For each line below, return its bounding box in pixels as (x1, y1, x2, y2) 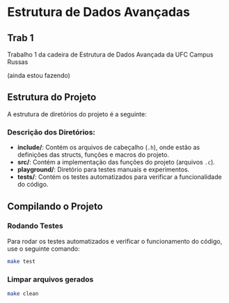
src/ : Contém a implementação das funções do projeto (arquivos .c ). (17, 158, 216, 166)
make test (7, 258, 36, 265)
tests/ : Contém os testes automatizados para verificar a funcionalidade (17, 173, 222, 181)
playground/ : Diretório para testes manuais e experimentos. (17, 165, 190, 174)
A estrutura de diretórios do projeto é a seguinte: (7, 109, 148, 118)
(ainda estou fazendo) (7, 71, 71, 79)
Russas (7, 58, 29, 66)
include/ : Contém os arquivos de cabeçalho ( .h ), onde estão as (17, 143, 200, 152)
